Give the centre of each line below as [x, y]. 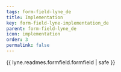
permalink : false [28, 46]
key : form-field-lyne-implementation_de [58, 23]
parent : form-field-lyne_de [42, 28]
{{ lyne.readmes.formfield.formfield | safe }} [61, 62]
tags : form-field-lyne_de [39, 12]
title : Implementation [35, 17]
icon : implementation [33, 34]
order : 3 [17, 40]
